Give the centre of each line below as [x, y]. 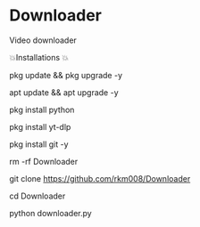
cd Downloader [37, 196]
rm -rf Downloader [44, 161]
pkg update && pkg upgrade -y [66, 75]
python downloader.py [50, 213]
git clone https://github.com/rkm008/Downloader [100, 178]
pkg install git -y [39, 144]
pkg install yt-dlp [40, 126]
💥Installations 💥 [39, 57]
